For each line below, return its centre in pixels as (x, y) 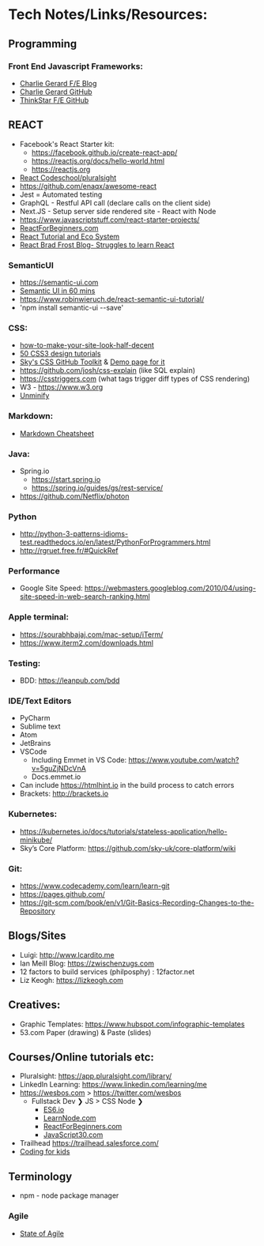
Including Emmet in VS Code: (79, 760)
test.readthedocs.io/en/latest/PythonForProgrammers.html (115, 542)
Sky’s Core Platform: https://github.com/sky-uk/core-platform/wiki (128, 848)
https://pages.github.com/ (62, 894)
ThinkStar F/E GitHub (54, 100)
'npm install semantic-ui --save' (72, 307)
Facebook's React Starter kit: (67, 144)
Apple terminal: (39, 617)
